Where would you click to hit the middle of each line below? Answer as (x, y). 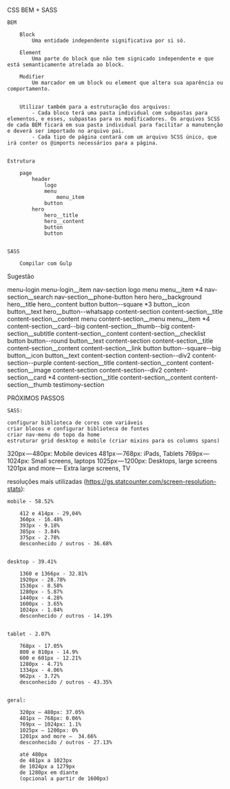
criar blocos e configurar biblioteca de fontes (78, 429)
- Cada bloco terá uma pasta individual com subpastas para (120, 113)
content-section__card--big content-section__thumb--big (88, 326)
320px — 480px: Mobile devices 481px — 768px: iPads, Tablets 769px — (108, 453)
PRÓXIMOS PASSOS (36, 398)
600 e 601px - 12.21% (50, 658)
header (41, 179)
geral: (17, 700)
